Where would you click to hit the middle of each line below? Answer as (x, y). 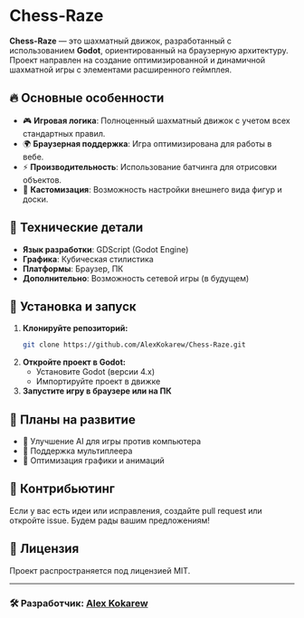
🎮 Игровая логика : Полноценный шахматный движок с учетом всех (157, 120)
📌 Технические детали (76, 228)
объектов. (42, 180)
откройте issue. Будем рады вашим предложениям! (110, 520)
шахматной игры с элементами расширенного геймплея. (121, 70)
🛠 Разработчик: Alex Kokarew (79, 603)
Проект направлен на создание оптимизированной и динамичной (138, 60)
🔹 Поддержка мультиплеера (77, 451)
